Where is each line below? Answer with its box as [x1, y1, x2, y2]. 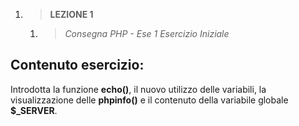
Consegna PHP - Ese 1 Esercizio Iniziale [64, 28, 230, 39]
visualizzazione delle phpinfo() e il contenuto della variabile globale [10, 94, 289, 106]
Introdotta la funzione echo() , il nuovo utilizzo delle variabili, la [10, 83, 267, 95]
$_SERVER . [10, 104, 58, 116]
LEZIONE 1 [49, 9, 94, 20]
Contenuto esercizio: [10, 57, 145, 74]
